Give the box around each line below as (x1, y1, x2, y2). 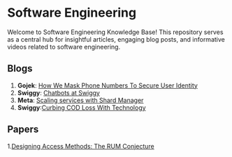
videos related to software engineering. (7, 42, 121, 51)
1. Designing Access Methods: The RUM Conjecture (7, 142, 155, 150)
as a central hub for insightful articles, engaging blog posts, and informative (7, 35, 225, 43)
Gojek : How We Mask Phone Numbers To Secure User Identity (17, 81, 198, 90)
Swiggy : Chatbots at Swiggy (17, 88, 100, 97)
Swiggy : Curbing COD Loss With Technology (17, 103, 146, 112)
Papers (7, 124, 39, 135)
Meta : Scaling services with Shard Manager (17, 96, 144, 104)
